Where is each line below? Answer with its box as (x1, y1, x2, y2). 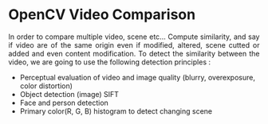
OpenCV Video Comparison (8, 6, 196, 24)
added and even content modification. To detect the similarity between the (8, 48, 260, 58)
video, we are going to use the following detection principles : (8, 57, 211, 67)
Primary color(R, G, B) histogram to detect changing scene (19, 106, 213, 116)
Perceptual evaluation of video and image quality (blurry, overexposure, (19, 72, 255, 82)
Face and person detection (19, 98, 109, 107)
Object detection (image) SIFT (19, 89, 120, 99)
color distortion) (19, 81, 73, 91)
